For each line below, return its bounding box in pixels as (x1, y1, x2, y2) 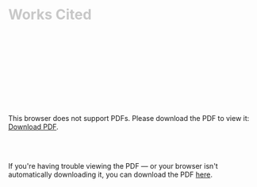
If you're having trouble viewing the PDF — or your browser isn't (8, 161, 218, 170)
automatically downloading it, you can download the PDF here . (8, 169, 213, 179)
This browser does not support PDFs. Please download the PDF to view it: (8, 113, 250, 123)
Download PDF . (8, 122, 59, 131)
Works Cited (8, 6, 92, 24)
